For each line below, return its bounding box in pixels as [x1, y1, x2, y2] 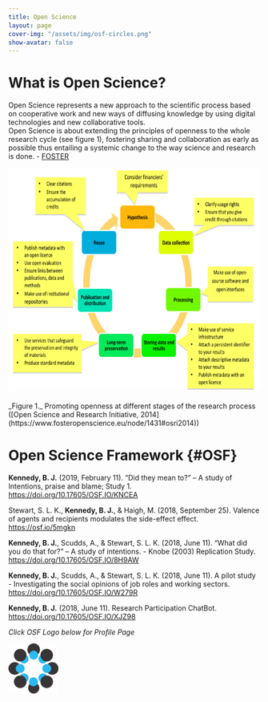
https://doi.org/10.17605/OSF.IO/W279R [8, 588, 138, 598]
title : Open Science [8, 13, 78, 21]
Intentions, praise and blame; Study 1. [8, 481, 132, 491]
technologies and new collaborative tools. [8, 117, 146, 128]
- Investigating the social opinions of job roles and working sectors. [8, 579, 230, 589]
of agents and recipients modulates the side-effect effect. [8, 514, 198, 524]
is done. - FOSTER [8, 152, 70, 161]
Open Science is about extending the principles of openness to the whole [8, 126, 250, 136]
